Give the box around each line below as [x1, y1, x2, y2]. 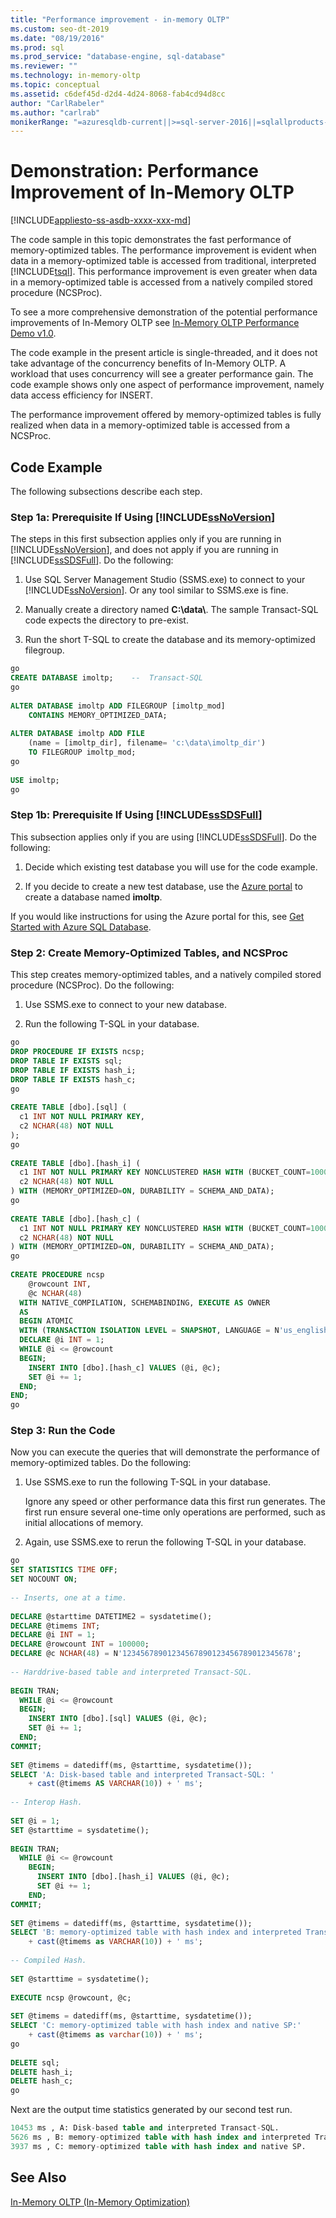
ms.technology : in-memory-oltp [10, 71, 141, 81]
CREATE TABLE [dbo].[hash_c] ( [10, 1214, 141, 1224]
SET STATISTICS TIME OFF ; [10, 1565, 118, 1575]
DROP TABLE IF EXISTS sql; [10, 1056, 123, 1066]
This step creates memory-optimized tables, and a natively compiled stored [10, 969, 322, 981]
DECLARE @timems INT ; [10, 1621, 101, 1631]
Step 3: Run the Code [10, 1424, 116, 1438]
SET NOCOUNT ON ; [10, 1574, 78, 1585]
